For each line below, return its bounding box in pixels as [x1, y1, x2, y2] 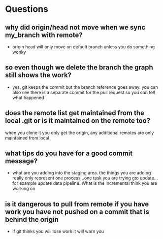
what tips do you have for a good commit [5, 149, 133, 158]
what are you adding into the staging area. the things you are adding [12, 170, 151, 176]
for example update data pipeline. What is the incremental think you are [12, 180, 158, 186]
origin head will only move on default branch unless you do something [12, 44, 155, 50]
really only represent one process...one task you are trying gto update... [12, 175, 158, 181]
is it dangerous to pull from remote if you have [5, 200, 149, 208]
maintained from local [5, 135, 49, 141]
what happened [12, 95, 44, 101]
